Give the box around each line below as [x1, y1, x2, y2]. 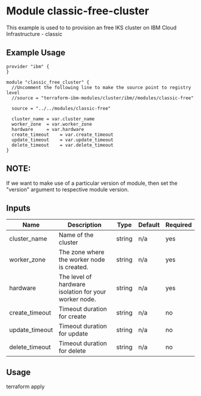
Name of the [59, 231, 94, 239]
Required [165, 221, 192, 229]
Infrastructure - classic [6, 30, 63, 37]
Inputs [6, 203, 31, 213]
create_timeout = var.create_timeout [11, 132, 114, 138]
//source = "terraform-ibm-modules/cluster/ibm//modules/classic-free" [11, 95, 194, 101]
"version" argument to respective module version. [6, 185, 129, 193]
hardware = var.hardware [11, 126, 84, 132]
